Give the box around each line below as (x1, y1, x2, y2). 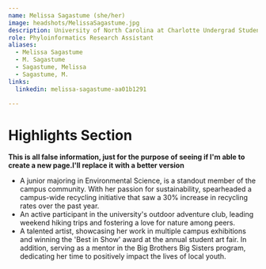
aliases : (8, 41, 37, 49)
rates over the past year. (19, 201, 100, 210)
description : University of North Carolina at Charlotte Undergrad (8, 26, 236, 34)
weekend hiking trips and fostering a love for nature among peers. (19, 218, 236, 228)
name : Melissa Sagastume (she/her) (8, 11, 126, 20)
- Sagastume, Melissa (15, 63, 87, 71)
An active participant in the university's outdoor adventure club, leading (19, 210, 254, 219)
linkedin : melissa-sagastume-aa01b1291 (15, 85, 147, 93)
